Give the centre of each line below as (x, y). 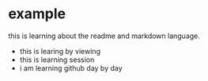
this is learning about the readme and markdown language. (104, 36)
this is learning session (57, 60)
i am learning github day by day (71, 67)
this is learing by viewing (60, 51)
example (37, 14)
